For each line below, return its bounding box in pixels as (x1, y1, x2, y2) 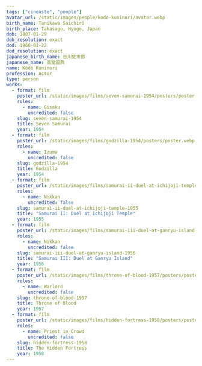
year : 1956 (17, 261, 44, 267)
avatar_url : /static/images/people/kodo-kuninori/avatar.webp (6, 14, 165, 21)
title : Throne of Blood (17, 300, 77, 306)
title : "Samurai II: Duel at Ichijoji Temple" (17, 210, 136, 217)
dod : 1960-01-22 (6, 43, 47, 49)
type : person (6, 76, 39, 82)
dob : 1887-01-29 (6, 31, 47, 37)
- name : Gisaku (22, 104, 61, 110)
